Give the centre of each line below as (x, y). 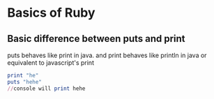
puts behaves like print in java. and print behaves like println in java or (107, 55)
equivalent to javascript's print (51, 63)
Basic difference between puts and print (97, 39)
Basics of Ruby (51, 13)
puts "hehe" (24, 82)
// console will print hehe (46, 89)
